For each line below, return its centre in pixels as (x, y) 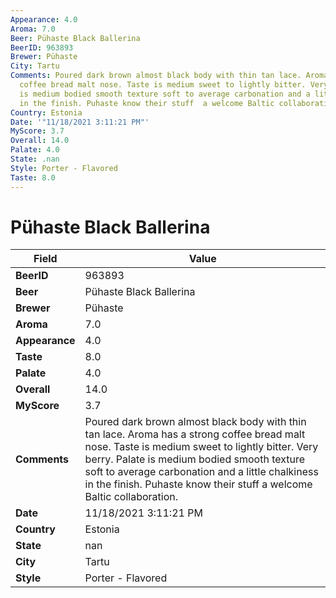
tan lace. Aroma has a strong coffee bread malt (195, 434)
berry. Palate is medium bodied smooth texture (195, 459)
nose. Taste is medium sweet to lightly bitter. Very (201, 447)
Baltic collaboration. (131, 497)
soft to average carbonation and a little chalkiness (201, 472)
